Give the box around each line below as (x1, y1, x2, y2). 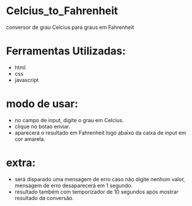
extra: (6, 156, 36, 169)
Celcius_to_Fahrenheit (6, 4, 118, 18)
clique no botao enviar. (14, 123, 71, 130)
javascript (14, 76, 39, 83)
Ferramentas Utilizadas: (6, 44, 126, 58)
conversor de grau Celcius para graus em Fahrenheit (6, 24, 134, 31)
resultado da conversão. (14, 194, 74, 201)
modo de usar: (6, 97, 78, 110)
